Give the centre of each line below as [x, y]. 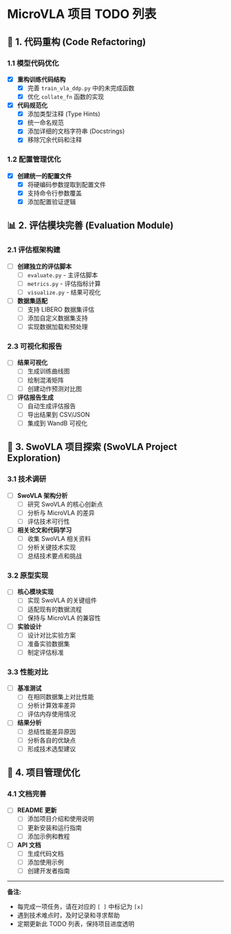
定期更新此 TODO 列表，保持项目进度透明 [76, 924]
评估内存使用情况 [52, 714]
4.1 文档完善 [27, 794]
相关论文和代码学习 [44, 530]
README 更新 [37, 810]
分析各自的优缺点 [52, 740]
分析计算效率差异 [52, 705]
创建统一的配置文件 [44, 176]
